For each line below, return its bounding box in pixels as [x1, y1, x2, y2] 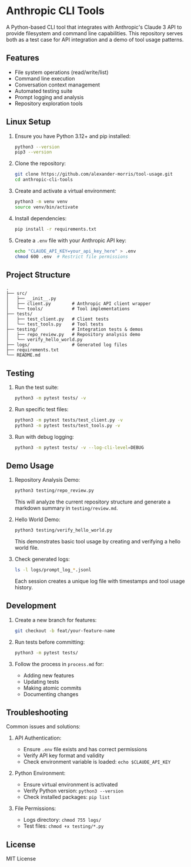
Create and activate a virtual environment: [14, 187, 116, 194]
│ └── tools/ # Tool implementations [6, 306, 130, 312]
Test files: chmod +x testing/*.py [23, 822, 104, 829]
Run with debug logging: [14, 433, 75, 440]
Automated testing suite [14, 87, 73, 95]
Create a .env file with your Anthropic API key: [14, 237, 126, 244]
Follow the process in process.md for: [14, 660, 104, 667]
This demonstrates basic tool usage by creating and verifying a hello [14, 538, 181, 545]
